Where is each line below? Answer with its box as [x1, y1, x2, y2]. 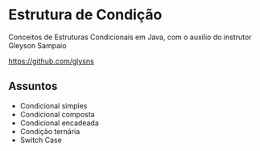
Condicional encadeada [19, 118, 99, 128]
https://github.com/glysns [8, 56, 94, 66]
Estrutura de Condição [8, 6, 163, 24]
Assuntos [8, 80, 58, 93]
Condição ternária [19, 126, 80, 136]
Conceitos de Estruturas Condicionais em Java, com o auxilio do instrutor [8, 32, 252, 42]
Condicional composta [19, 109, 95, 119]
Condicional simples [19, 100, 88, 110]
